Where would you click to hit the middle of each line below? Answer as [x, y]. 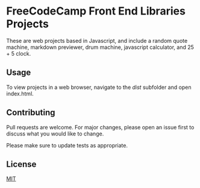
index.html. [20, 93]
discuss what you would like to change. [55, 134]
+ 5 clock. [19, 53]
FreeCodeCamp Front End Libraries [96, 11]
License [21, 164]
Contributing [31, 113]
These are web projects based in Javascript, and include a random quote [97, 41]
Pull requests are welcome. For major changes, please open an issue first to [100, 127]
